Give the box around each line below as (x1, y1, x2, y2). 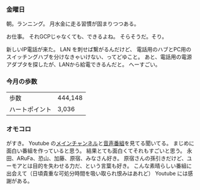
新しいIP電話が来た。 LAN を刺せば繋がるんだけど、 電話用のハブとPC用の (6, 46, 192, 53)
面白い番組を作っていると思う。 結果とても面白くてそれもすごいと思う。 (6, 147, 186, 154)
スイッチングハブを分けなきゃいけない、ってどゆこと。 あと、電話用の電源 (6, 53, 192, 61)
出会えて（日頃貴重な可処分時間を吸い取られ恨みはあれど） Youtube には (6, 169, 188, 177)
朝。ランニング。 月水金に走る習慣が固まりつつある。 (6, 20, 140, 28)
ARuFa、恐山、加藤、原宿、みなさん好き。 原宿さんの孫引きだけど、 (16, 154, 187, 162)
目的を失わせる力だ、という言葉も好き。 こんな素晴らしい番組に (32, 162, 192, 169)
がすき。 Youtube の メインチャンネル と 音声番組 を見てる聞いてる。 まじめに (6, 139, 195, 147)
